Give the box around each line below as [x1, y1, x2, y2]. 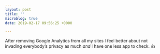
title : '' [5, 12, 25, 16]
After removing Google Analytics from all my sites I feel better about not [5, 38, 148, 44]
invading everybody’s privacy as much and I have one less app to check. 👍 [5, 43, 156, 49]
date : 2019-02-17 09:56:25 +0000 [5, 20, 73, 26]
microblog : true [5, 16, 38, 21]
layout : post [5, 7, 31, 12]
